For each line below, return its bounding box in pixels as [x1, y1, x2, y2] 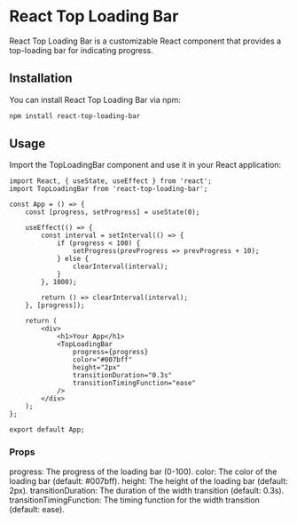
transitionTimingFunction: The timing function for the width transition [9, 495, 260, 505]
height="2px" [72, 363, 121, 372]
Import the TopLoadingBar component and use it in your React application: [9, 160, 282, 170]
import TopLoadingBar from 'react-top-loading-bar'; [9, 185, 208, 194]
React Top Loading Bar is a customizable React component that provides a [9, 36, 282, 46]
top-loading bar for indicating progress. [9, 44, 153, 55]
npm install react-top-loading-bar [9, 111, 141, 121]
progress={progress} [72, 348, 149, 357]
